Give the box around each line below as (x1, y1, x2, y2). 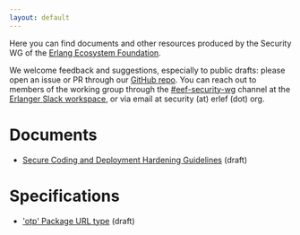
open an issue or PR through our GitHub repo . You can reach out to (9, 74, 257, 85)
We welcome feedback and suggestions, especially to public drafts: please (9, 65, 286, 75)
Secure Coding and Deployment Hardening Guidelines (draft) (21, 154, 248, 165)
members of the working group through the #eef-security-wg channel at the (9, 83, 291, 94)
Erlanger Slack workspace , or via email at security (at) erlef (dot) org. (9, 93, 265, 104)
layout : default (9, 13, 70, 22)
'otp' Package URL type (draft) (21, 215, 136, 226)
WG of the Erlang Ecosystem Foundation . (9, 47, 161, 58)
